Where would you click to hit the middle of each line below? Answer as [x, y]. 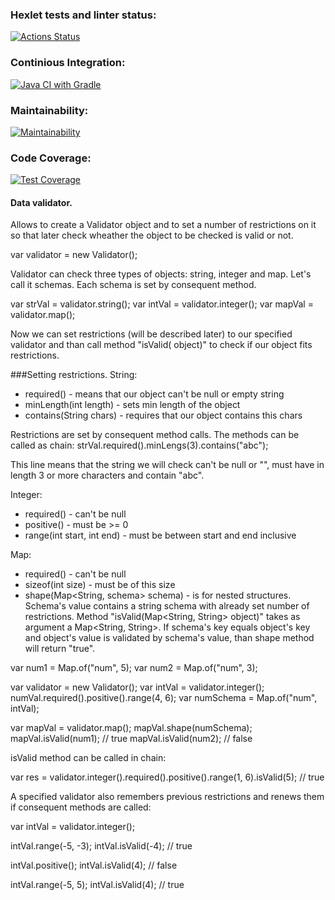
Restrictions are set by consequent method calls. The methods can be [155, 435]
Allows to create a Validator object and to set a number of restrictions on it [163, 225]
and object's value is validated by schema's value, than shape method [169, 638]
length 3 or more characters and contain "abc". [107, 475]
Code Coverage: [51, 158]
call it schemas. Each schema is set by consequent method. [133, 285]
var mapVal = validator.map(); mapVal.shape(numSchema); [131, 728]
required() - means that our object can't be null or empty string [154, 394]
